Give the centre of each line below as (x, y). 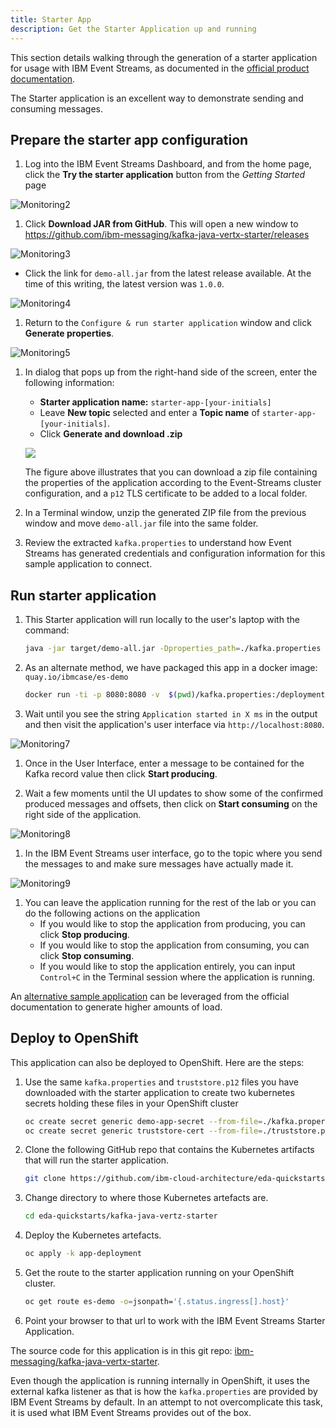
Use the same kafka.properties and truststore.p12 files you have (161, 1082)
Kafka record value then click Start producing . (121, 773)
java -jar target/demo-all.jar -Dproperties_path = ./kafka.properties (173, 649)
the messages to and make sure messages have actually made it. (159, 863)
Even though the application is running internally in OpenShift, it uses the (160, 1380)
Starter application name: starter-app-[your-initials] (155, 402)
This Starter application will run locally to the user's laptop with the (162, 620)
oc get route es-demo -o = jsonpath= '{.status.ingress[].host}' (157, 1302)
